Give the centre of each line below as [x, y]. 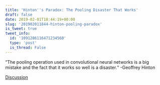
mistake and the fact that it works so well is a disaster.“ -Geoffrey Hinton [80, 67]
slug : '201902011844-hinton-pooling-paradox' [54, 24]
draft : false [19, 15]
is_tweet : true [21, 29]
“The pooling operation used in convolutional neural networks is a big [77, 62]
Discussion [17, 77]
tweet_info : [18, 33]
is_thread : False [28, 48]
